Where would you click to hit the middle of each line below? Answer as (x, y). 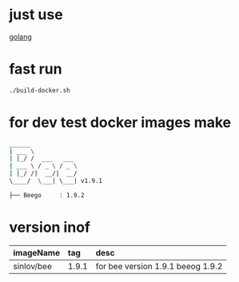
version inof (50, 227)
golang (21, 37)
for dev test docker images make (120, 122)
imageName (37, 252)
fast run (36, 69)
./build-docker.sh (40, 90)
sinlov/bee (33, 266)
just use (36, 15)
